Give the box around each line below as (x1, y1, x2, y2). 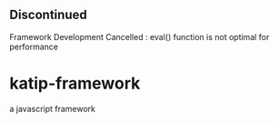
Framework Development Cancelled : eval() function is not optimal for (9, 31, 270, 42)
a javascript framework (9, 103, 96, 114)
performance (9, 41, 59, 52)
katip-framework (9, 73, 141, 94)
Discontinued (9, 7, 88, 23)
